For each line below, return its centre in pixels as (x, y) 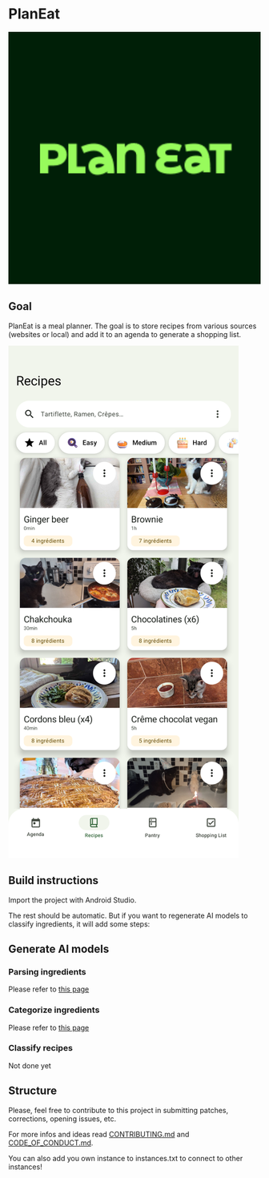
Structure (33, 1091)
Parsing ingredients (47, 971)
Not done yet (30, 1065)
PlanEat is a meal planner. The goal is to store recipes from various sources (132, 326)
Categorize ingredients (54, 1010)
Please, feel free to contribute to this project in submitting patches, (118, 1110)
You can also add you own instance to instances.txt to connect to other (126, 1158)
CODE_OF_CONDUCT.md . (51, 1143)
